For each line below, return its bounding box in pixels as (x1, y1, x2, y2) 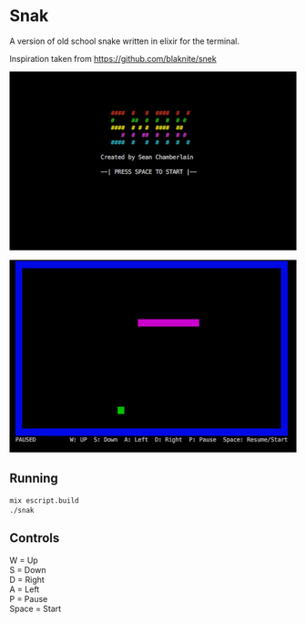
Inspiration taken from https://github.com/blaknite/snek (9, 53, 217, 64)
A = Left (9, 584, 40, 595)
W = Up (9, 555, 38, 566)
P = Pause (9, 593, 48, 604)
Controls (9, 530, 60, 546)
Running (9, 470, 59, 485)
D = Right (9, 574, 46, 585)
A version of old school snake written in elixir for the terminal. (9, 36, 240, 46)
